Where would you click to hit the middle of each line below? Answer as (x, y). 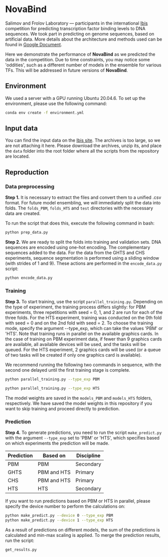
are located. (18, 156)
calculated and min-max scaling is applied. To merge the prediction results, (83, 535)
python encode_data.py (29, 278)
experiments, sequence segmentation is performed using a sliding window (82, 258)
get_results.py (21, 549)
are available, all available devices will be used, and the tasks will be (76, 345)
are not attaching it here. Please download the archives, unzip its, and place (83, 146)
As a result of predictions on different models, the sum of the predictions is (83, 530)
